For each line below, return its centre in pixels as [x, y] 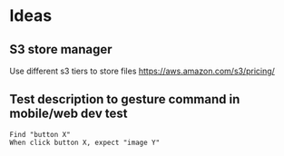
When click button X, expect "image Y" [85, 142]
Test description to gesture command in [125, 99]
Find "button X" [40, 134]
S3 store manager [61, 49]
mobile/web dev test [69, 114]
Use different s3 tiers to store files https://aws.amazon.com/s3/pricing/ [142, 71]
